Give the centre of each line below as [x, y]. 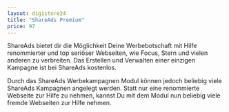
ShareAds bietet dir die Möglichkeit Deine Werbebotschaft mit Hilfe [102, 46]
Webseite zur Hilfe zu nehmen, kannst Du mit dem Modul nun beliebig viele [114, 96]
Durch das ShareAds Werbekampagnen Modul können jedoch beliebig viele [114, 81]
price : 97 [21, 26]
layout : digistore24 [37, 13]
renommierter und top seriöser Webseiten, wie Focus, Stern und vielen [108, 53]
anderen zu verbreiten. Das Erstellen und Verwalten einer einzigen [101, 60]
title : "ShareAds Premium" [46, 20]
